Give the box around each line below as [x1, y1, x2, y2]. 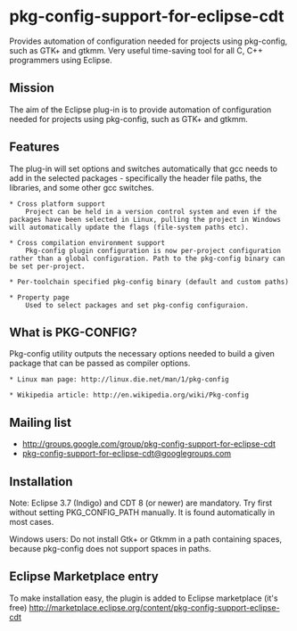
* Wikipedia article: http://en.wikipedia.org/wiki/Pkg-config [9, 390, 250, 400]
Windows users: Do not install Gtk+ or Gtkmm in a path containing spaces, [9, 534, 283, 545]
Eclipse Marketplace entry [9, 569, 159, 585]
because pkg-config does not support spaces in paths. [9, 544, 211, 553]
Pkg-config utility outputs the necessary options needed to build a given [9, 348, 275, 359]
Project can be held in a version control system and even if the [25, 207, 277, 216]
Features [9, 140, 60, 155]
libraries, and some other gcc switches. [9, 182, 154, 193]
